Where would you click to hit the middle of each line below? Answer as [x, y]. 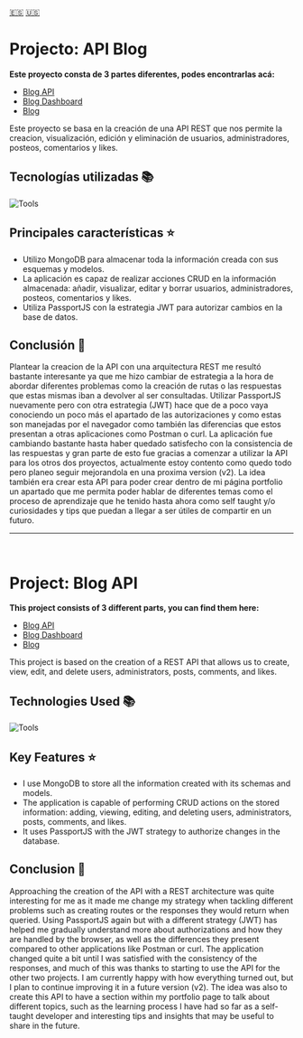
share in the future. [45, 1025]
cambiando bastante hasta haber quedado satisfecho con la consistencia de [151, 444]
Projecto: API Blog [78, 49]
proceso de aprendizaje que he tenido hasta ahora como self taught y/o [142, 501]
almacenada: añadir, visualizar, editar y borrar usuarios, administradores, [157, 288]
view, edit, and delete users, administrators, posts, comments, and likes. [143, 672]
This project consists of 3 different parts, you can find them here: [134, 608]
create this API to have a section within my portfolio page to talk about [140, 996]
